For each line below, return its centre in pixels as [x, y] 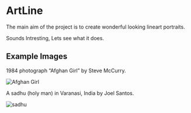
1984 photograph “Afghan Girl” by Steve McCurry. [66, 70]
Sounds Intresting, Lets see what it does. [55, 38]
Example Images [37, 57]
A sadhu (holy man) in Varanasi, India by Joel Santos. [70, 93]
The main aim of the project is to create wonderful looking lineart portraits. [95, 27]
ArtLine [25, 11]
